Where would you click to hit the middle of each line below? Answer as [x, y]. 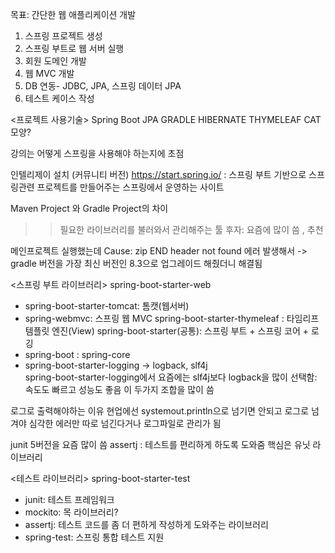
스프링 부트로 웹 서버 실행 [74, 48]
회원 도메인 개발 [55, 61]
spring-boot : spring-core [77, 354]
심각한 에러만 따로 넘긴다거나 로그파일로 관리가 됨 [125, 423]
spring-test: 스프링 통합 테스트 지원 [94, 537]
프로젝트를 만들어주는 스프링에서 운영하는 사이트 [130, 187]
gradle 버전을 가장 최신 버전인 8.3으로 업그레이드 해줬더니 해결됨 [136, 263]
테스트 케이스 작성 [59, 98]
